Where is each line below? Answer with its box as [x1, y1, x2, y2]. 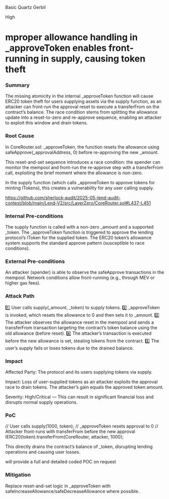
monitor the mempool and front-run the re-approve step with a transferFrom [5, 164, 163, 170]
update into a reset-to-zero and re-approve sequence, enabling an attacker [5, 114, 162, 120]
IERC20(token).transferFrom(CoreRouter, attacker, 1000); [5, 434, 124, 440]
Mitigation [5, 471, 31, 478]
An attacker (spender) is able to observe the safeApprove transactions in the [5, 269, 164, 275]
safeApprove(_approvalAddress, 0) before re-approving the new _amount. [5, 149, 159, 155]
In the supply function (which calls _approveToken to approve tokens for [5, 179, 155, 185]
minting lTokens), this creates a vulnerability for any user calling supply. [5, 185, 154, 191]
